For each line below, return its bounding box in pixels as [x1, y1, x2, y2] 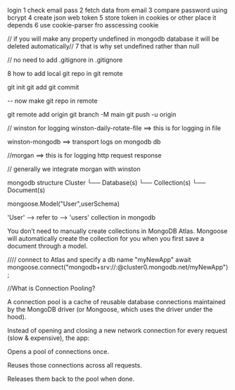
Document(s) [7, 186, 46, 194]
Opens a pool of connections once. [7, 348, 109, 356]
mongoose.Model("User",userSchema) [7, 200, 120, 208]
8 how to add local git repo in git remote [7, 70, 123, 77]
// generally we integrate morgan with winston [7, 165, 141, 173]
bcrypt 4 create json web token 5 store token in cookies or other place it [7, 13, 217, 22]
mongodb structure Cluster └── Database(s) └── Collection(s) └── [7, 179, 206, 187]
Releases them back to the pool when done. [7, 375, 135, 383]
